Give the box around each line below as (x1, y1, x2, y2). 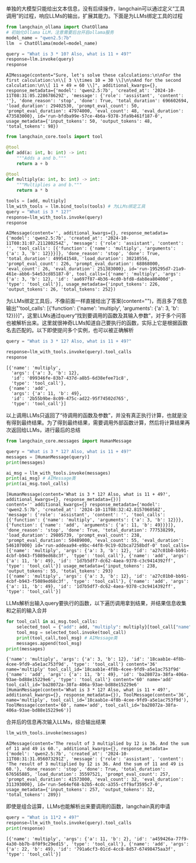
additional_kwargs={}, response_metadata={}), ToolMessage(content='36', (6, 692, 190, 698)
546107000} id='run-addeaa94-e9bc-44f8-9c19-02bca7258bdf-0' (6, 543, 158, 548)
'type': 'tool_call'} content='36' (71, 661, 158, 668)
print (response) (6, 826, 45, 831)
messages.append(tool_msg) (16, 640, 82, 646)
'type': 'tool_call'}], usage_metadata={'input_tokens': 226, (6, 281, 160, 288)
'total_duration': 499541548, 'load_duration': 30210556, (6, 256, 150, 262)
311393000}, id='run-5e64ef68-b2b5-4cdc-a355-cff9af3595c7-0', (6, 782, 163, 788)
